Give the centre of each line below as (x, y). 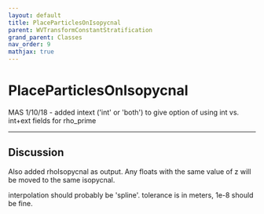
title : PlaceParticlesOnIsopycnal (65, 23)
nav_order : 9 (29, 45)
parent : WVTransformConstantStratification (81, 30)
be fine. (20, 203)
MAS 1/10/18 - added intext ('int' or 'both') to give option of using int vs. (124, 112)
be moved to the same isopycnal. (62, 180)
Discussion (36, 152)
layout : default (35, 15)
